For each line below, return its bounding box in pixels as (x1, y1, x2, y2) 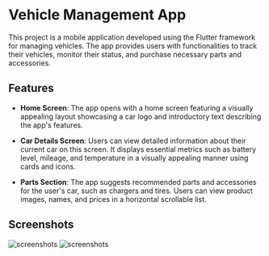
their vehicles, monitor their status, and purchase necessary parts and (8, 49, 242, 59)
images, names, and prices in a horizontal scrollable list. (19, 194, 208, 204)
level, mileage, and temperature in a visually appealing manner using (19, 153, 249, 162)
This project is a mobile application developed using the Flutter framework (8, 32, 256, 42)
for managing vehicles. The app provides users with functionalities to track (8, 40, 257, 50)
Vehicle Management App (8, 6, 187, 24)
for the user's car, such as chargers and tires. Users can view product (19, 186, 253, 195)
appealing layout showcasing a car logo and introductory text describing (19, 111, 262, 121)
